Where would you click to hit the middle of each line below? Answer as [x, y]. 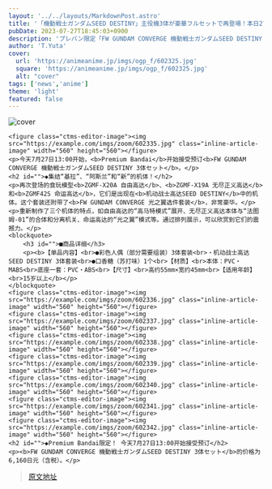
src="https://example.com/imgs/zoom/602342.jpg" [92, 428]
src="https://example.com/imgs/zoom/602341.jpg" [92, 406]
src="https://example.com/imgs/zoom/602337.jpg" [92, 321]
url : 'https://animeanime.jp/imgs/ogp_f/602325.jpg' [106, 62]
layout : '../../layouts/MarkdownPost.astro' [85, 16]
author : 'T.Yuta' [38, 46]
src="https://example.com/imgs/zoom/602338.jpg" [92, 343]
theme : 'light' [34, 91]
